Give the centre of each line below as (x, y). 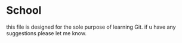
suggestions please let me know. (46, 33)
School (24, 10)
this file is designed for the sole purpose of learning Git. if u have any (91, 27)
